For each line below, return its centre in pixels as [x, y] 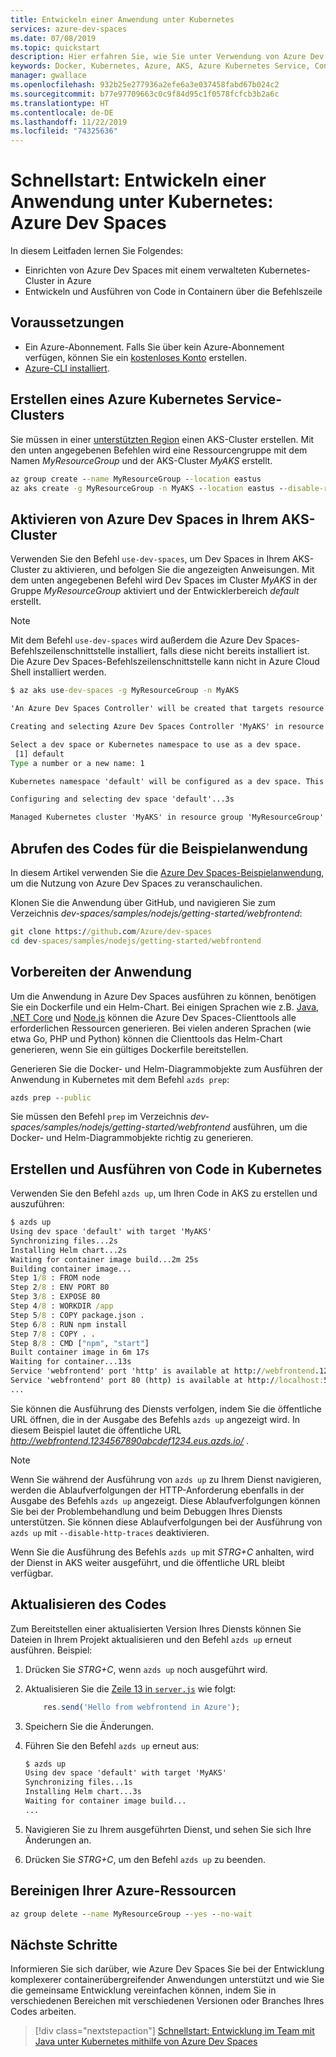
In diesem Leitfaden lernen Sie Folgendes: [97, 251]
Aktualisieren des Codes [88, 1604]
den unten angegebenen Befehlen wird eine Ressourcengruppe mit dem [159, 450]
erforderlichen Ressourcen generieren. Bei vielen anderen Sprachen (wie [161, 1028]
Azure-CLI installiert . [67, 368]
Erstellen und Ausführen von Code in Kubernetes [166, 1169]
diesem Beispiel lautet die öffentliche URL [96, 1430]
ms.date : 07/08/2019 [53, 38]
